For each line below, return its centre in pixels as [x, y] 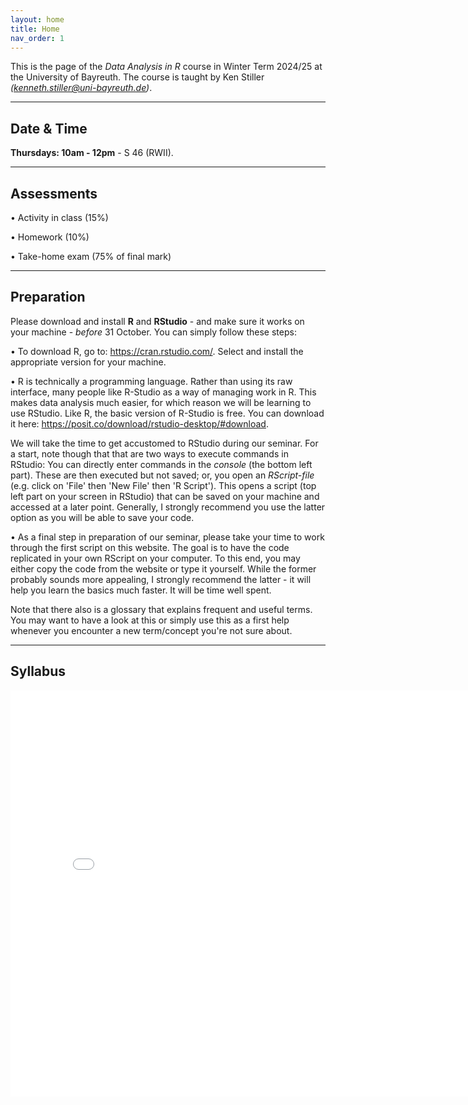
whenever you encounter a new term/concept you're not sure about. [151, 630]
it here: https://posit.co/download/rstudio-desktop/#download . [139, 423]
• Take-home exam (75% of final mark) [91, 256]
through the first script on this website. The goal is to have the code [150, 547]
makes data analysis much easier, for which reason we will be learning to [161, 402]
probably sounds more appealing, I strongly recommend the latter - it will [161, 579]
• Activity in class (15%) [59, 217]
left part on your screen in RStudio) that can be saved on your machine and [165, 496]
